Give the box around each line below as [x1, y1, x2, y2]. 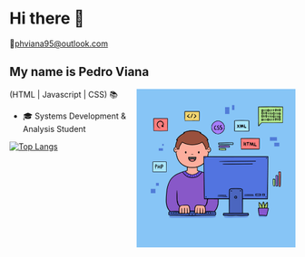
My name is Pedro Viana [9, 64, 150, 80]
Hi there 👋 [9, 8, 84, 29]
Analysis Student [22, 123, 86, 134]
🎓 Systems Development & [22, 110, 127, 121]
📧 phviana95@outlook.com [9, 38, 109, 49]
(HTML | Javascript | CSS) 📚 [9, 89, 118, 100]
